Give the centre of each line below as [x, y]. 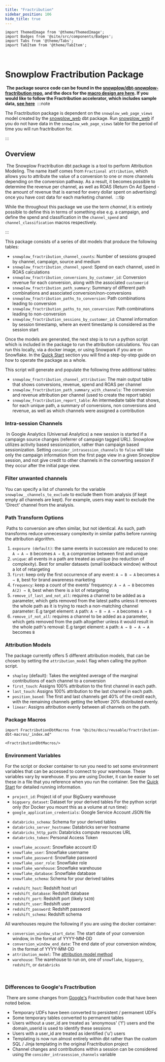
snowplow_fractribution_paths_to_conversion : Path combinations [79, 298]
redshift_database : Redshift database [51, 893]
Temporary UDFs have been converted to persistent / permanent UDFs [84, 1013]
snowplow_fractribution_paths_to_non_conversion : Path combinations [83, 309]
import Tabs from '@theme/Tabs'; [39, 41]
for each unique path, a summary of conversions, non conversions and [84, 406]
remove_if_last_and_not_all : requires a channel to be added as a [79, 596]
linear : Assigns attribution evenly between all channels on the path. [81, 707]
